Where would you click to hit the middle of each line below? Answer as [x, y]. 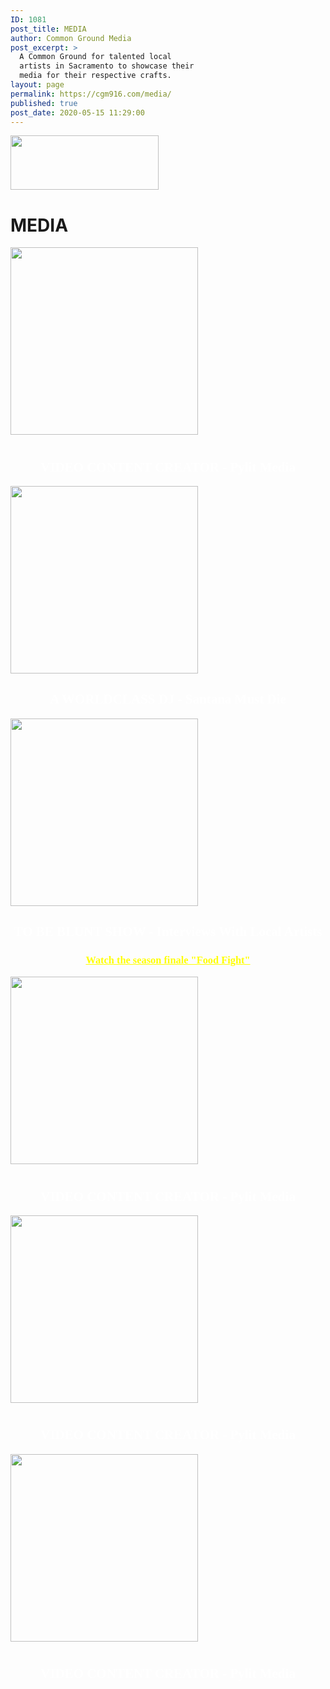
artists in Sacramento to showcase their [107, 66]
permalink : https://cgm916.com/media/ [91, 94]
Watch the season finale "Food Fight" [168, 960]
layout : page [37, 85]
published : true [44, 103]
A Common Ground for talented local [95, 57]
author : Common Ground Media [71, 38]
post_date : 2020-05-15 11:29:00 [77, 112]
